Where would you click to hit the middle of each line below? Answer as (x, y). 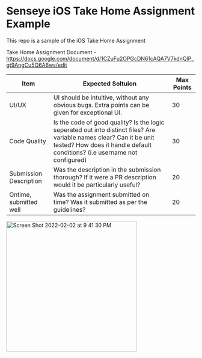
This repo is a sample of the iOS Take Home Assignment (76, 40)
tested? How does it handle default (103, 144)
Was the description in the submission (107, 170)
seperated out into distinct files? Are (104, 129)
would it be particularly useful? (97, 185)
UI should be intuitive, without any (101, 97)
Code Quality (28, 141)
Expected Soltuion (110, 84)
